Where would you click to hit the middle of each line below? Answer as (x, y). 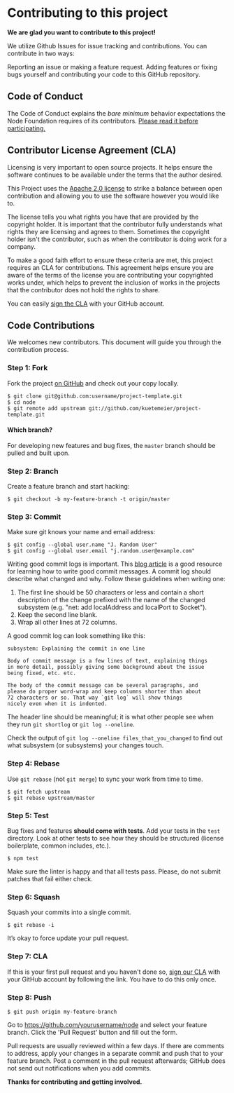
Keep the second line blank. (57, 615)
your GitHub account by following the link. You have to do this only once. (112, 979)
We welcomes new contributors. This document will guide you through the (114, 342)
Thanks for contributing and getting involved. (75, 1082)
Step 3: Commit (34, 517)
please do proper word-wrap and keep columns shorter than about (104, 692)
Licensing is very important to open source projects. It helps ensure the (110, 167)
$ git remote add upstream (46, 408)
